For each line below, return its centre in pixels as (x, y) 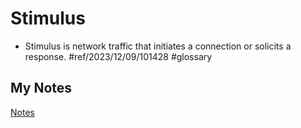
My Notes (41, 88)
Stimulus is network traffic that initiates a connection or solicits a (158, 46)
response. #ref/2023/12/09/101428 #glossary (118, 56)
